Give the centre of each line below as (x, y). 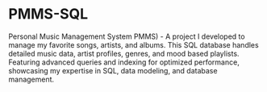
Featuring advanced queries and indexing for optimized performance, (124, 62)
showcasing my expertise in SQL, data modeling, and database (113, 70)
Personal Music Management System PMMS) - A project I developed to (127, 36)
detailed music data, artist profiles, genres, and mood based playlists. (124, 53)
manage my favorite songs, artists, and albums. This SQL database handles (134, 44)
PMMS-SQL (48, 14)
